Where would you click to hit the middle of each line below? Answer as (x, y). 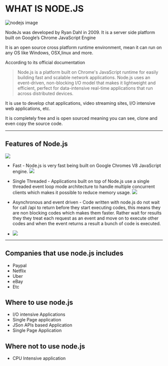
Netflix (19, 271)
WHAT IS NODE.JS (44, 9)
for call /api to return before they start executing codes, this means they (86, 207)
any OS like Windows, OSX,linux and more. (49, 53)
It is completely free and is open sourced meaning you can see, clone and (81, 118)
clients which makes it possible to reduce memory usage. (71, 192)
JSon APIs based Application (42, 325)
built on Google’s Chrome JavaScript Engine (50, 38)
